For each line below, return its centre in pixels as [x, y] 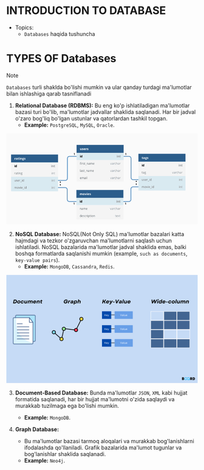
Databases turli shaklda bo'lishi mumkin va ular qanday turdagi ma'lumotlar [99, 87]
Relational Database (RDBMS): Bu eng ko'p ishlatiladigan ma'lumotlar [102, 105]
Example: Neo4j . [45, 460]
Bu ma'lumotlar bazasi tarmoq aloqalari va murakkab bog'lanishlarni [109, 441]
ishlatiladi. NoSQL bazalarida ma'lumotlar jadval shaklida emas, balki [100, 247]
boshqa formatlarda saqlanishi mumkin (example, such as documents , [101, 254]
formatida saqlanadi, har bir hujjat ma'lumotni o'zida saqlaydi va [95, 399]
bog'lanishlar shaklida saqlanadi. [65, 454]
